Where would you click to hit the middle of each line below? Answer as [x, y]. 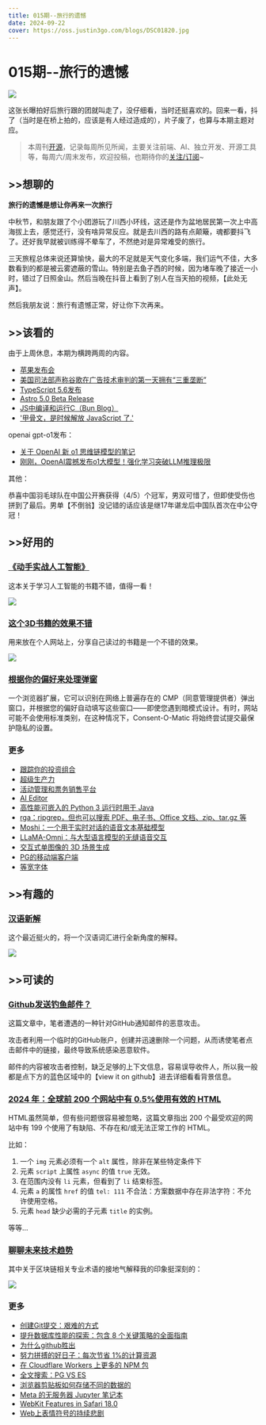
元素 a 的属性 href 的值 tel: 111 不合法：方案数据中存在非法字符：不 [132, 1191]
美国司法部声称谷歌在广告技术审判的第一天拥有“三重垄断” [113, 379]
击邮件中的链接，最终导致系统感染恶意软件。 [81, 1050]
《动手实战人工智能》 [49, 567]
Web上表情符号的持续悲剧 [62, 1413]
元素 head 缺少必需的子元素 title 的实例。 [88, 1211]
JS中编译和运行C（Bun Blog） [69, 408]
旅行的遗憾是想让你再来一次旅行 [60, 205]
